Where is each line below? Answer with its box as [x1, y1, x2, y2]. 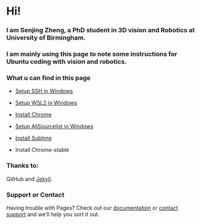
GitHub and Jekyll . [6, 175, 53, 183]
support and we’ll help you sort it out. [6, 211, 100, 218]
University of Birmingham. [6, 33, 86, 42]
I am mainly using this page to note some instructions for [6, 50, 177, 58]
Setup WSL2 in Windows [15, 99, 78, 107]
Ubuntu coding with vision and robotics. [6, 58, 128, 66]
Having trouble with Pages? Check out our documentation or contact [6, 204, 178, 211]
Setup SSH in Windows [15, 87, 73, 95]
